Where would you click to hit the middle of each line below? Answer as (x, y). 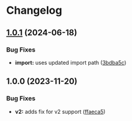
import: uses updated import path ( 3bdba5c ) (70, 62)
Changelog (34, 10)
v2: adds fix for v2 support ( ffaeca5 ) (60, 111)
